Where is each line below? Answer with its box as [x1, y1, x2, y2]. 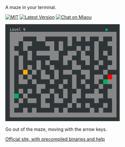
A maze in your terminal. [5, 5, 56, 10]
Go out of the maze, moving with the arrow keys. [5, 126, 107, 132]
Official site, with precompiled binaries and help [5, 136, 105, 142]
